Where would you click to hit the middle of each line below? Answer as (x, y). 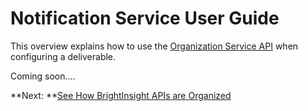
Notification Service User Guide (145, 18)
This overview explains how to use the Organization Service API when (154, 46)
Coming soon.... (43, 76)
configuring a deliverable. (63, 56)
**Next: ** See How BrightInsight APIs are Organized (121, 95)
